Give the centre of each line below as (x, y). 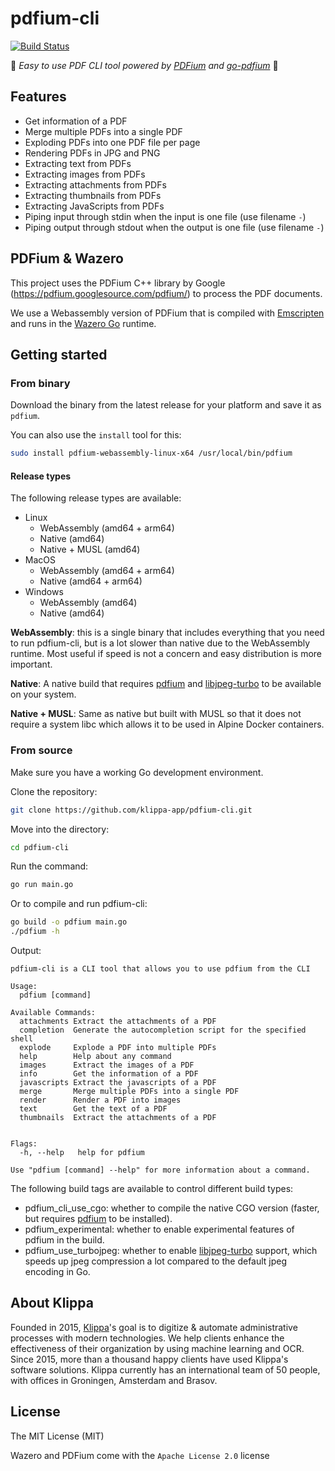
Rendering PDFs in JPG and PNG (92, 153)
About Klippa (52, 1303)
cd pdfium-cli (40, 847)
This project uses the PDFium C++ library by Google (118, 283)
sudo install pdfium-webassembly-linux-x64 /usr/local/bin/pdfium (151, 453)
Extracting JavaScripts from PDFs (94, 206)
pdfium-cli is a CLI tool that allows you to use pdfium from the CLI (160, 969)
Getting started (59, 354)
